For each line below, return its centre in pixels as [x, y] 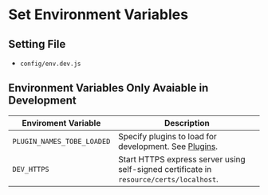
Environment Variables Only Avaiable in [108, 88]
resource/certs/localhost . [169, 179]
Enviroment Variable [61, 123]
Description [187, 123]
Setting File [37, 44]
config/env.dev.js [50, 64]
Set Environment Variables [99, 15]
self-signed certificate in [165, 169]
